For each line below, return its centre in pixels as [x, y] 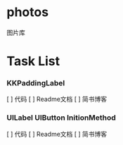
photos [28, 12]
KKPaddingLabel [36, 83]
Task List [33, 61]
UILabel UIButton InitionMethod [61, 118]
